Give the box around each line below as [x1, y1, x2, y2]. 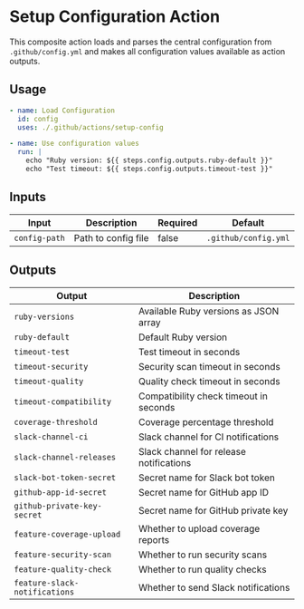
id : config [17, 114, 59, 123]
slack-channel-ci [14, 431, 89, 441]
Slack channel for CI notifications [138, 430, 280, 443]
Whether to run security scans [138, 548, 268, 561]
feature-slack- [14, 577, 80, 588]
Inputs [9, 189, 47, 205]
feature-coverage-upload [14, 528, 121, 539]
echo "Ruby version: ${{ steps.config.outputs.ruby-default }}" [25, 156, 273, 165]
